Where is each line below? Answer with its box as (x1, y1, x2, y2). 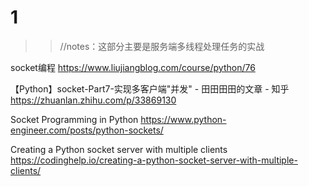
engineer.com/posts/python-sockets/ (10, 124, 164, 136)
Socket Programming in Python (10, 113, 139, 125)
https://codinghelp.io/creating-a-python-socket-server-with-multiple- (10, 154, 298, 166)
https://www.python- (140, 113, 227, 125)
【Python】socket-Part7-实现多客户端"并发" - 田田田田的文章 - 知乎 (10, 82, 290, 95)
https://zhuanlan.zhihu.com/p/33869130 (10, 94, 177, 106)
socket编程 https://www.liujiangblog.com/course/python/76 (10, 61, 256, 73)
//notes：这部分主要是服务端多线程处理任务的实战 (59, 40, 265, 52)
